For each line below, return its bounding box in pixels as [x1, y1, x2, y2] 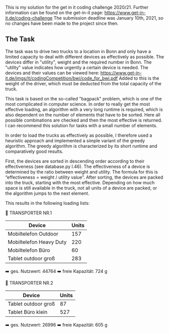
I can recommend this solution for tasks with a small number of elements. [5, 122, 158, 128]
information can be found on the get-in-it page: [5, 10, 103, 16]
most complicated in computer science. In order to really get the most [5, 101, 150, 107]
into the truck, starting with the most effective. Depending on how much [5, 179, 155, 186]
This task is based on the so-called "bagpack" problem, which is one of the [5, 95, 162, 101]
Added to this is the [119, 75, 160, 81]
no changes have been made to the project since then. [5, 20, 119, 26]
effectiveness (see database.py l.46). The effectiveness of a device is [5, 163, 150, 170]
